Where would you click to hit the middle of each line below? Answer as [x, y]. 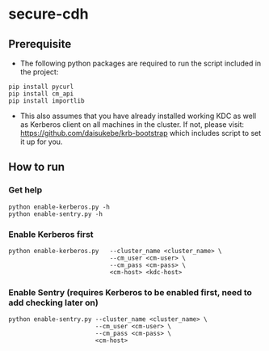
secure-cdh [48, 14]
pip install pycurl [41, 87]
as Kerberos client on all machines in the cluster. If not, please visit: [132, 125]
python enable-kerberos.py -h [59, 207]
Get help [25, 190]
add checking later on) [53, 302]
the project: [39, 72]
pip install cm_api [41, 94]
